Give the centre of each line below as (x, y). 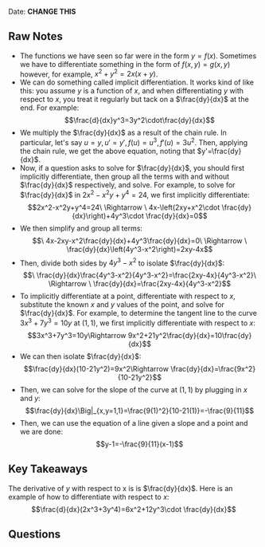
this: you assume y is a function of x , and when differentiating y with (132, 91)
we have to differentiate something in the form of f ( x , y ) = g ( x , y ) (125, 64)
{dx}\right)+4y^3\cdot (108, 215)
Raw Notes (36, 36)
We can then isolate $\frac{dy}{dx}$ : (80, 356)
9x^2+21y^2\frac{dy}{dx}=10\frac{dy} (190, 336)
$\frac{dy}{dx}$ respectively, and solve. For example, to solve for (127, 185)
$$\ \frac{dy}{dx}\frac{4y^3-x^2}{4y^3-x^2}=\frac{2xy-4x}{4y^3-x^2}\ (139, 275)
